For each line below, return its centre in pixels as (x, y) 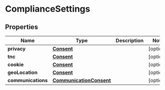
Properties (22, 27)
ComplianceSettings (48, 9)
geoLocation (23, 72)
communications (28, 80)
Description (130, 41)
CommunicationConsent (82, 80)
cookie (16, 64)
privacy (17, 49)
